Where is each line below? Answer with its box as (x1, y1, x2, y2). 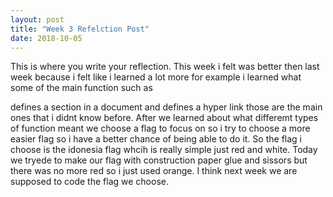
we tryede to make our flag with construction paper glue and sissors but (10, 154, 308, 166)
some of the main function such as (10, 82, 153, 94)
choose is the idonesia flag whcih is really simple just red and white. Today (10, 144, 318, 156)
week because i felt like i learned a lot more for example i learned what (10, 71, 302, 83)
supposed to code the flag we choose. (10, 176, 169, 188)
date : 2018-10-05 (10, 33, 83, 43)
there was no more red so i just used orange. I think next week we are (10, 165, 298, 177)
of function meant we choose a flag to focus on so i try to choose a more (10, 122, 311, 135)
